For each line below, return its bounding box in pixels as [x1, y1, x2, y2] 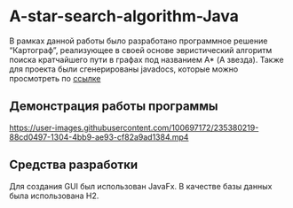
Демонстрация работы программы [9, 99, 218, 114]
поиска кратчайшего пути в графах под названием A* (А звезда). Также [9, 54, 284, 65]
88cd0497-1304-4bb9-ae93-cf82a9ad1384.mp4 [9, 131, 189, 143]
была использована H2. [9, 190, 99, 201]
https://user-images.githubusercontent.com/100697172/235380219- [9, 122, 259, 133]
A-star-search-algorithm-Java [9, 6, 240, 27]
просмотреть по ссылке [9, 73, 101, 83]
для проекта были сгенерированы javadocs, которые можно [9, 64, 239, 74]
